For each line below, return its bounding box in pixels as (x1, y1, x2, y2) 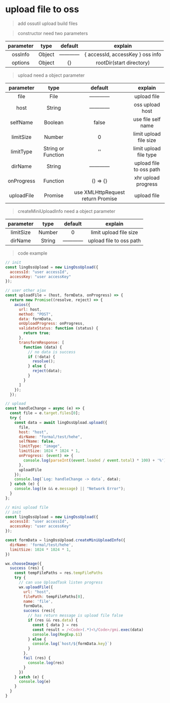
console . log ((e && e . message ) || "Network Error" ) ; (14, 486, 125, 492)
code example (17, 250, 48, 256)
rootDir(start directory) (96, 59, 150, 66)
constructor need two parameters (17, 30, 88, 36)
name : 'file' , (23, 599, 53, 604)
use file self (133, 115, 161, 123)
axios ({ (14, 302, 30, 307)
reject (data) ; (32, 369, 62, 374)
